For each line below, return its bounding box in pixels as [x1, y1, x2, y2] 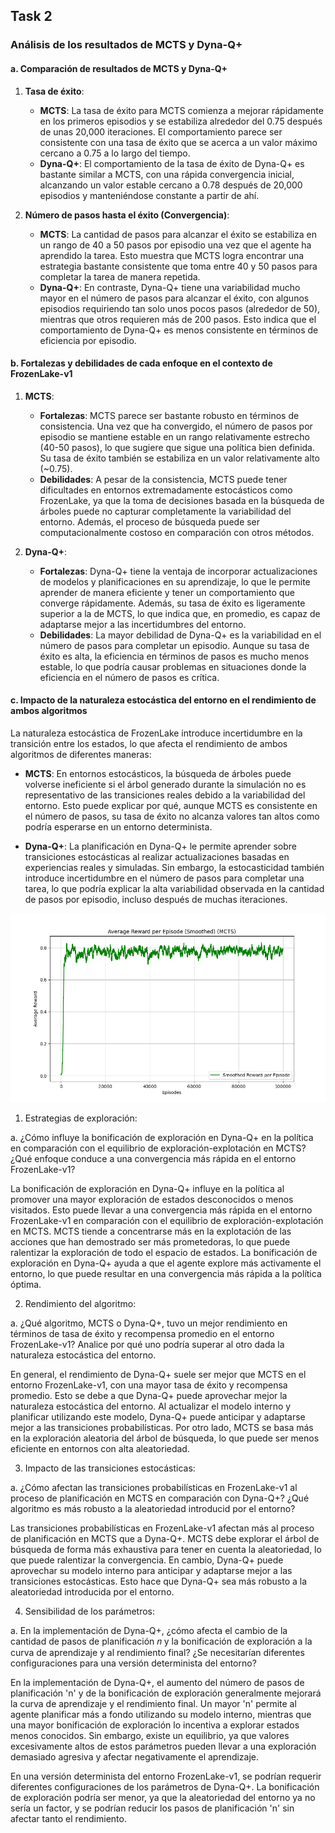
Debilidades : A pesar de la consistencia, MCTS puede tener [39, 473, 288, 485]
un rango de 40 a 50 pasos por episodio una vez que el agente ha [39, 239, 312, 251]
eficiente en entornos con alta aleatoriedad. [10, 1443, 190, 1455]
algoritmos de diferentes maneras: [10, 748, 152, 760]
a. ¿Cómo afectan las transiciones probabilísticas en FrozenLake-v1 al [10, 1482, 298, 1494]
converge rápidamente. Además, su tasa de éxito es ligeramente [39, 597, 306, 609]
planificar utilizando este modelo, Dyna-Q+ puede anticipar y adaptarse [10, 1411, 306, 1423]
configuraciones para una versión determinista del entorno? [10, 1657, 257, 1669]
